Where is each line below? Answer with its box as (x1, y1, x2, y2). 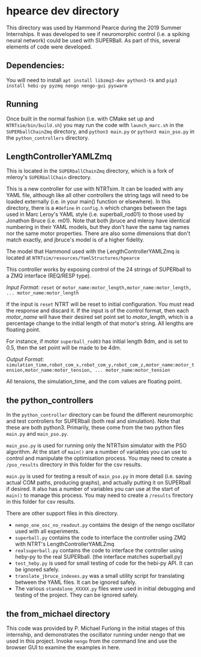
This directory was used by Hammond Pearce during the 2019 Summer (6, 24, 182, 31)
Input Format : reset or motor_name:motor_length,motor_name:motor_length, (6, 284, 192, 291)
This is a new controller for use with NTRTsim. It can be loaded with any (6, 185, 184, 192)
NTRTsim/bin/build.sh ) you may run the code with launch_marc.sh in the (6, 121, 184, 128)
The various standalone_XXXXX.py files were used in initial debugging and (14, 585, 196, 592)
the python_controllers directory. (6, 134, 89, 141)
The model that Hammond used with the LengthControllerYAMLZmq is (6, 248, 180, 255)
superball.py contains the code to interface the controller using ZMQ (14, 534, 187, 541)
